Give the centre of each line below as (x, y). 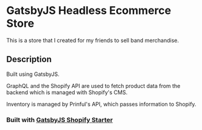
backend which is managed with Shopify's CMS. (67, 92)
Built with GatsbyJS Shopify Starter (60, 120)
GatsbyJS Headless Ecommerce (89, 11)
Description (29, 59)
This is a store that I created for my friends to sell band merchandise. (93, 40)
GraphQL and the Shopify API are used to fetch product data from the (93, 86)
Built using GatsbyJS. (33, 74)
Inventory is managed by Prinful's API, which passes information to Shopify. (101, 104)
